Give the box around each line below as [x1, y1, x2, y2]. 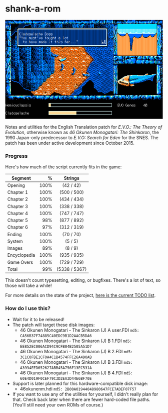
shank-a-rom [5, 3, 61, 15]
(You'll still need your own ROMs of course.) [12, 401, 103, 407]
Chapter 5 [7, 217, 28, 224]
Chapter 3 [7, 203, 28, 209]
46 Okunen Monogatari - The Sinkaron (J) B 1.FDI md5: [19, 338, 132, 344]
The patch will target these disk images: [12, 322, 95, 328]
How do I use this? [5, 305, 51, 312]
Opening [7, 182, 25, 188]
